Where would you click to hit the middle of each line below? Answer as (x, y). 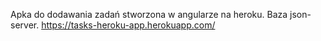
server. (25, 25)
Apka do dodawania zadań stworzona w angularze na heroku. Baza (149, 14)
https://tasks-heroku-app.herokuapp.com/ (128, 25)
